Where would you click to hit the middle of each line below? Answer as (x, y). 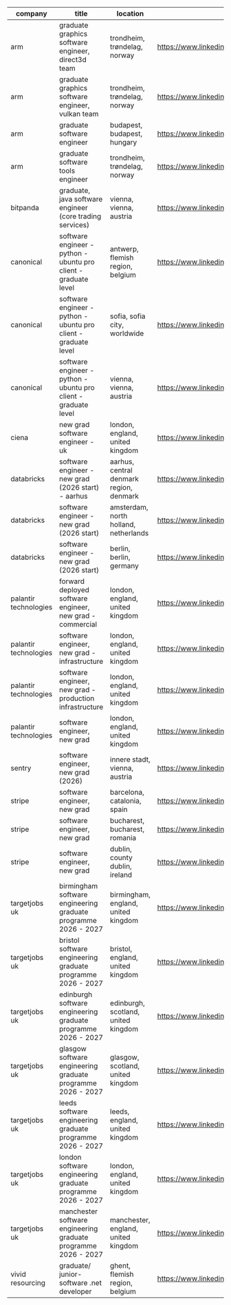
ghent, (120, 1265)
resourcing (28, 1283)
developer (75, 1292)
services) (74, 225)
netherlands (129, 533)
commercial (78, 624)
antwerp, (124, 249)
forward (71, 581)
